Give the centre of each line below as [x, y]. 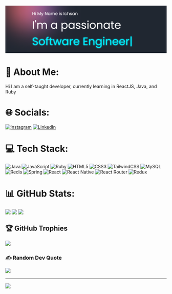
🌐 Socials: [27, 113]
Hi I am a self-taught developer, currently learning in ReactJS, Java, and [81, 86]
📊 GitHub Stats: [40, 194]
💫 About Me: [32, 72]
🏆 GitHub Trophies [37, 229]
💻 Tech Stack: [37, 149]
